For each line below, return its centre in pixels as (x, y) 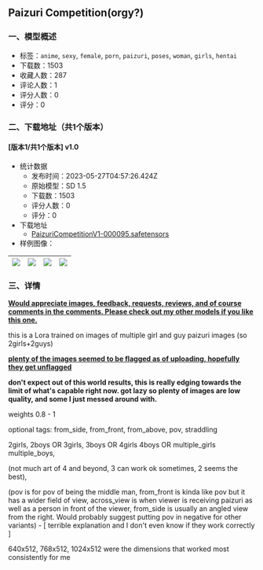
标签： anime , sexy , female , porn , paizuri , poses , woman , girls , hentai (128, 55)
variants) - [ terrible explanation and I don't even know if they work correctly (131, 525)
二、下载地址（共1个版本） (58, 127)
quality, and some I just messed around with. (83, 399)
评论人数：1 (38, 85)
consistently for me (39, 557)
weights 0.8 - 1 (32, 414)
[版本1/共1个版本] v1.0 (44, 147)
